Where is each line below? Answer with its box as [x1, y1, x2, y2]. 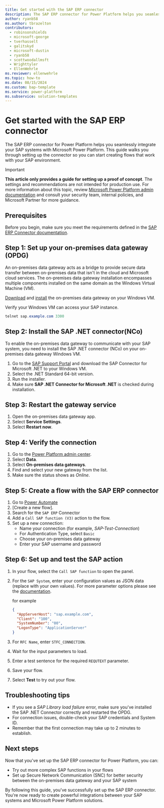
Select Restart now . [12, 424, 53, 430]
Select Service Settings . [12, 419, 62, 425]
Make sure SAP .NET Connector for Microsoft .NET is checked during [12, 381, 154, 387]
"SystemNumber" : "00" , [17, 621, 63, 626]
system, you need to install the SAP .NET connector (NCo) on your [5, 345, 139, 351]
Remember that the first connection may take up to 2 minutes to [12, 725, 141, 731]
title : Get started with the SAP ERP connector [5, 7, 104, 12]
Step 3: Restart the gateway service [5, 400, 116, 409]
